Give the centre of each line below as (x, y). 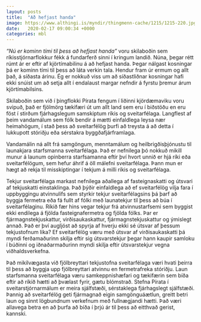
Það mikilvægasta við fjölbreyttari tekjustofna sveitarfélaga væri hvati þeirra (99, 263)
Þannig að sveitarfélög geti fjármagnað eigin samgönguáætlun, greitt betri (97, 294)
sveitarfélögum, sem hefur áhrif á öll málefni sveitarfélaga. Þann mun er (95, 163)
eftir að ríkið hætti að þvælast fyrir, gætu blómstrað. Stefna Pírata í (88, 282)
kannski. (16, 314)
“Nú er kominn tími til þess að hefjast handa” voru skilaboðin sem (87, 51)
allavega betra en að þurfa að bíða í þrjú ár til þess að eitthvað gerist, (91, 307)
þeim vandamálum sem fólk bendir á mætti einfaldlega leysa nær (86, 120)
